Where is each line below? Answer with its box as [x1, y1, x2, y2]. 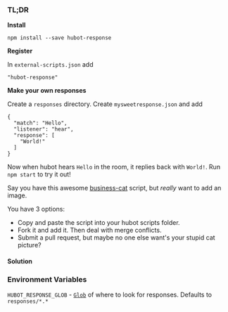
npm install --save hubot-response [7, 34, 112, 41]
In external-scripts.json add [7, 60, 94, 69]
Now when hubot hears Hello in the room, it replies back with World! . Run [7, 163, 220, 171]
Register [7, 47, 33, 56]
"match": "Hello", [13, 119, 68, 127]
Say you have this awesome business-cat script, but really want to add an [7, 184, 222, 193]
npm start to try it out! [7, 170, 72, 178]
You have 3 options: [7, 205, 65, 214]
